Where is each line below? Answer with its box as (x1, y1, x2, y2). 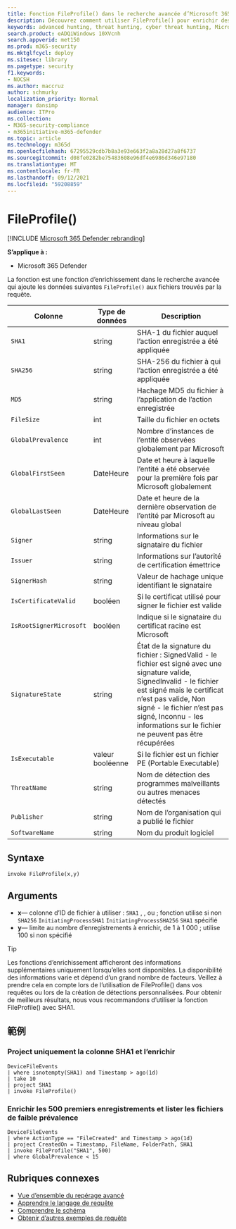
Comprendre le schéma (17, 1206, 86, 1214)
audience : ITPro (7, 109, 55, 116)
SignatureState (11, 691, 62, 698)
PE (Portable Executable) (136, 758, 220, 768)
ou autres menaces (136, 787, 200, 797)
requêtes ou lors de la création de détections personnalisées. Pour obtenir (7, 988, 223, 996)
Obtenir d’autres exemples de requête (17, 1213, 127, 1222)
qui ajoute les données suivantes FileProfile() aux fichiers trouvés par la (7, 283, 222, 291)
